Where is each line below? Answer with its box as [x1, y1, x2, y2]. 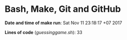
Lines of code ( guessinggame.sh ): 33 [4, 29, 82, 35]
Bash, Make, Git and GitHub [4, 3, 121, 15]
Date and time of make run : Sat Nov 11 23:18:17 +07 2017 [4, 20, 122, 26]
